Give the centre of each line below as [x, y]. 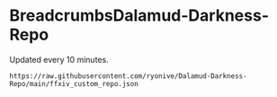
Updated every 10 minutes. [59, 59]
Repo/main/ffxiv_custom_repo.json [74, 84]
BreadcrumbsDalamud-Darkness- [139, 16]
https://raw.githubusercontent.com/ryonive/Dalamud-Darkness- [128, 76]
